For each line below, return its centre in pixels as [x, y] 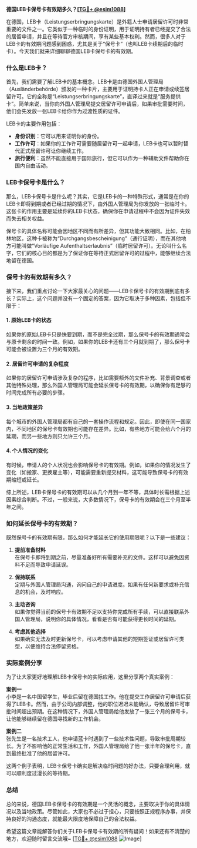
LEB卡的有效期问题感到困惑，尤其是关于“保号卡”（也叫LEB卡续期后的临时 [95, 44]
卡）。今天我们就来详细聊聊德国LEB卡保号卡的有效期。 [71, 51]
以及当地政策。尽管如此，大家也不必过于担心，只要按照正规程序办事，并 [98, 811]
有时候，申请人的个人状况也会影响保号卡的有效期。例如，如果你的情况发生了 [98, 465]
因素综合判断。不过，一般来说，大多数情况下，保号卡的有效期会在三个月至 [96, 499]
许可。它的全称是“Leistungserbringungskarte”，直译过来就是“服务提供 [96, 97]
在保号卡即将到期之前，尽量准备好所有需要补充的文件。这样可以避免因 [99, 557]
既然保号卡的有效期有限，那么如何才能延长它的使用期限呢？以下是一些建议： [98, 537]
